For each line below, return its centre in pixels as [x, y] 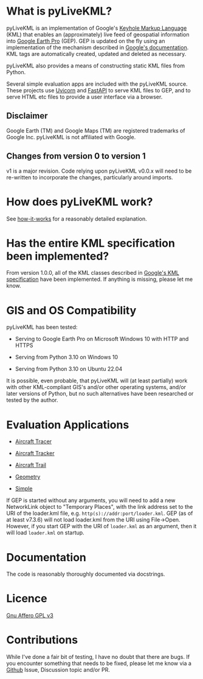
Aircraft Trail [31, 465]
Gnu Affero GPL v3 [30, 616]
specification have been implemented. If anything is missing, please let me [100, 279]
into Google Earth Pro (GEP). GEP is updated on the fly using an [86, 41]
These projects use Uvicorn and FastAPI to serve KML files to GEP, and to [98, 90]
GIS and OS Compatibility [71, 310]
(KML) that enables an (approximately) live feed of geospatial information [98, 34]
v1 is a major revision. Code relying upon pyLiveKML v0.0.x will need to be [99, 171]
